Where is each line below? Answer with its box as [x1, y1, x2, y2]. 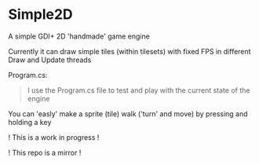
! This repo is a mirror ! [8, 148, 82, 157]
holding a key [8, 117, 52, 126]
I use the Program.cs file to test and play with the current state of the [27, 85, 250, 95]
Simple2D [8, 5, 73, 24]
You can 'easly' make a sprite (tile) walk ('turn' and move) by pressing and [8, 108, 249, 119]
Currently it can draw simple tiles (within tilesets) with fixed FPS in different [8, 46, 251, 56]
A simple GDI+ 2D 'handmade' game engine [8, 31, 151, 41]
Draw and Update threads [8, 55, 92, 64]
